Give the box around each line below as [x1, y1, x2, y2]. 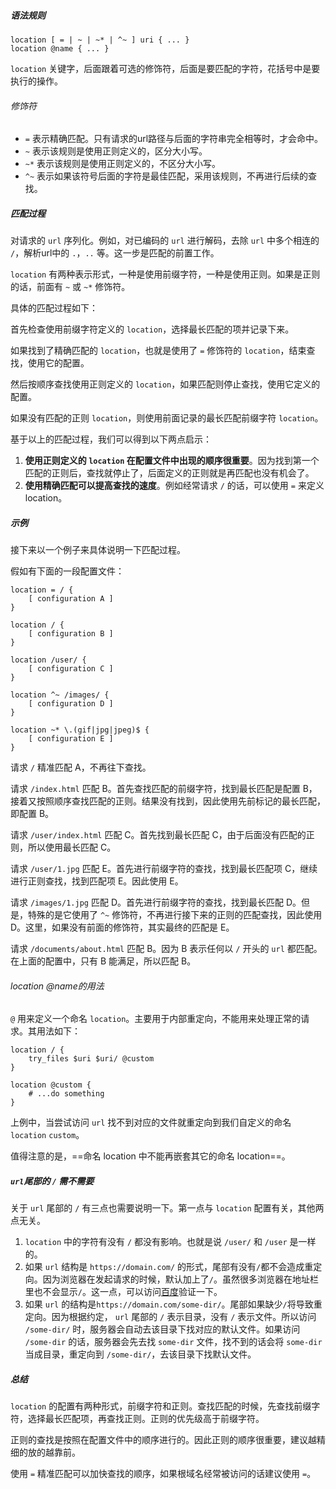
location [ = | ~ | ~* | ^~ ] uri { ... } [10, 35, 190, 45]
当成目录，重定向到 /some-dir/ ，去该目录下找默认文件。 [24, 1348, 257, 1360]
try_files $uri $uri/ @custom [28, 1054, 155, 1064]
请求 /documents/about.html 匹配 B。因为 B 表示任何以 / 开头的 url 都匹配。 [10, 943, 323, 955]
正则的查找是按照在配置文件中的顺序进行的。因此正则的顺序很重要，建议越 [10, 1434, 317, 1446]
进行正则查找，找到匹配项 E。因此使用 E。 [10, 875, 184, 887]
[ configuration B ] [28, 629, 114, 639]
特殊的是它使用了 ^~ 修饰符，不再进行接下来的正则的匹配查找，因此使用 [27, 909, 323, 921]
